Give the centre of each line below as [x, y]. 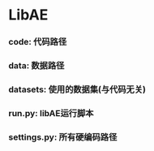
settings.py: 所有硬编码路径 [63, 137]
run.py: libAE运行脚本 [51, 113]
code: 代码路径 [38, 42]
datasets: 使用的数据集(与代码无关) [77, 89]
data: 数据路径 [36, 66]
